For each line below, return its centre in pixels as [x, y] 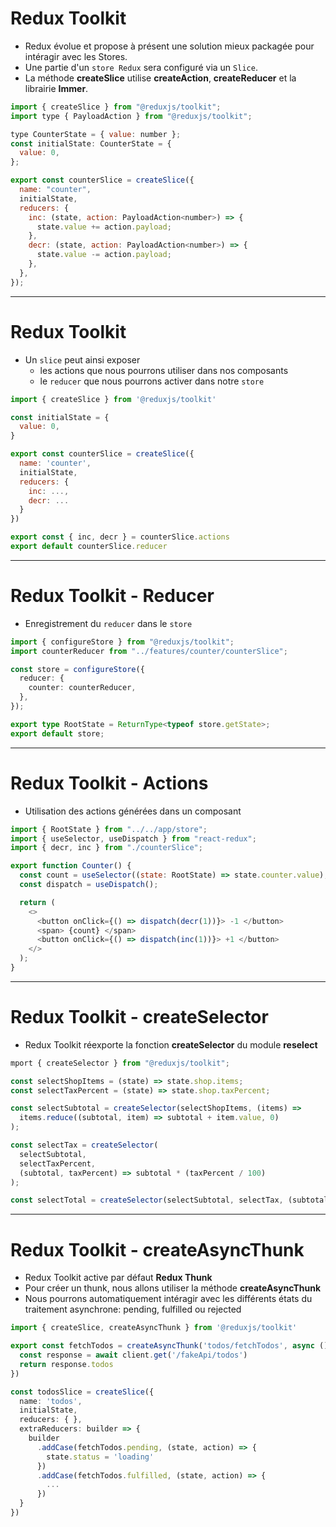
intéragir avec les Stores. [76, 56]
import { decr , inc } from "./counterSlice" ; [106, 848]
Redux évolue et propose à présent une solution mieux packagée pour [169, 46]
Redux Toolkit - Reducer [112, 596]
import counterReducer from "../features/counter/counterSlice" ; [149, 651]
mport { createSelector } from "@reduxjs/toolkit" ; [120, 1063]
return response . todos [66, 1364]
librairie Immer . [56, 88]
